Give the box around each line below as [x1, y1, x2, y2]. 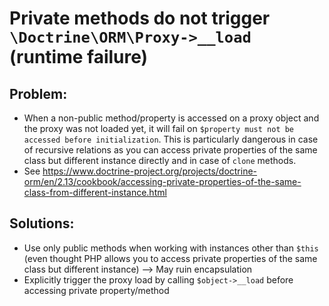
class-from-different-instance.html [23, 187, 167, 198]
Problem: [9, 85, 68, 102]
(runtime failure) [9, 46, 149, 69]
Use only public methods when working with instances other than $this [23, 242, 319, 254]
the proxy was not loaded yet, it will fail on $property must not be [23, 123, 295, 134]
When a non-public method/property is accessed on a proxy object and [23, 112, 320, 124]
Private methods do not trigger [9, 7, 271, 30]
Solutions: [9, 215, 75, 232]
